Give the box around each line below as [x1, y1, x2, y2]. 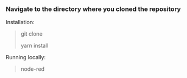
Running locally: [5, 54, 46, 61]
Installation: [5, 19, 35, 26]
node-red [20, 65, 45, 73]
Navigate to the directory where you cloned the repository [5, 5, 181, 13]
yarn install [20, 42, 49, 50]
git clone [20, 30, 43, 37]
